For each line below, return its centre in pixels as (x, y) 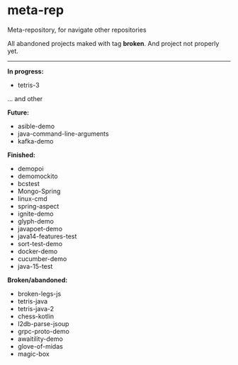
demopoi (30, 168)
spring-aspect (38, 206)
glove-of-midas (40, 346)
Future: (18, 112)
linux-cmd (32, 198)
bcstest (29, 183)
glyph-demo (36, 221)
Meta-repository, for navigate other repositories (77, 30)
